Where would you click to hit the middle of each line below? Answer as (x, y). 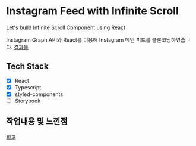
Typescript (28, 87)
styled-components (39, 94)
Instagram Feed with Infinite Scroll (93, 11)
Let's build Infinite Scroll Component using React (66, 27)
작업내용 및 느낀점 (37, 121)
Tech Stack (27, 66)
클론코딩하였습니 (171, 39)
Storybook (28, 101)
